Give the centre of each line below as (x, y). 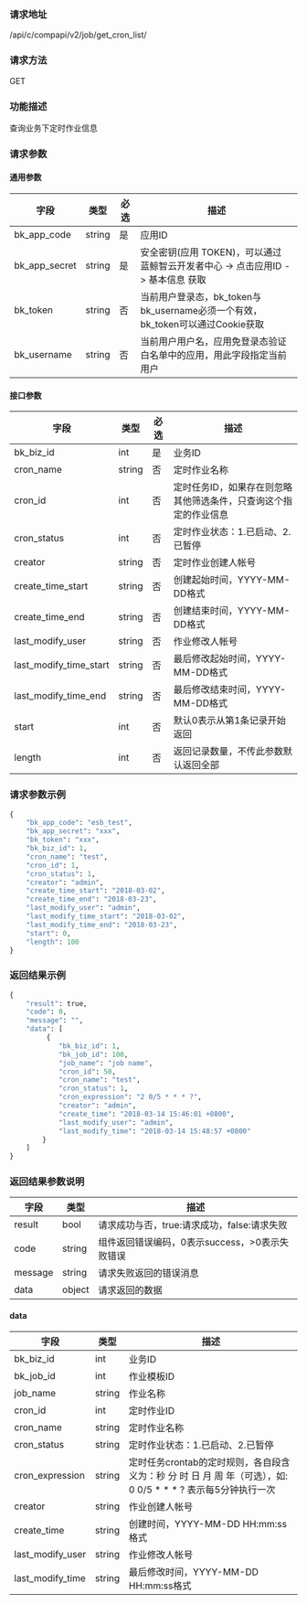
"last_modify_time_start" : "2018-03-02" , (106, 916)
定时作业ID (152, 1410)
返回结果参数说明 (47, 1182)
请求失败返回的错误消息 (148, 1273)
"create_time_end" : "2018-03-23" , (91, 899)
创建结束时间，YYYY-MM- (232, 611)
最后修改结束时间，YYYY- (229, 690)
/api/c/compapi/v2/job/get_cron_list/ (79, 35)
